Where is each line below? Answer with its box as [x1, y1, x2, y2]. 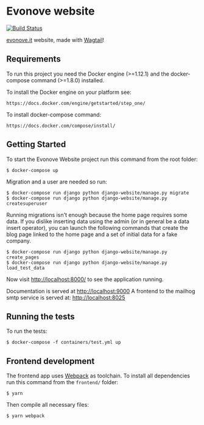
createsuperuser [6, 200, 47, 207]
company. [6, 237, 32, 245]
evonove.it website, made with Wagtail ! [6, 36, 105, 43]
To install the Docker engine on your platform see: [6, 88, 132, 96]
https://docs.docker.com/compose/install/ [6, 123, 116, 129]
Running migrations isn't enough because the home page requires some [6, 211, 188, 218]
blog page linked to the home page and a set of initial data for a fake [6, 230, 178, 238]
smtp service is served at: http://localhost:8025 [6, 294, 125, 301]
